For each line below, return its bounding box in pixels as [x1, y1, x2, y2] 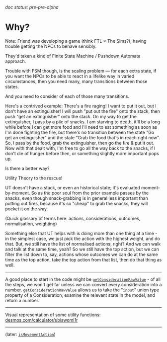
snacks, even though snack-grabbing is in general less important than [5, 195, 148, 201]
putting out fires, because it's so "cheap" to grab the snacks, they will [5, 200, 148, 206]
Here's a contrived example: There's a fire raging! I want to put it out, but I [5, 103, 157, 109]
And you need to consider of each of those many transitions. [5, 93, 129, 99]
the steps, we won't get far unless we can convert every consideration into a [5, 281, 162, 287]
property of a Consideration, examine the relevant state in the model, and [5, 292, 156, 298]
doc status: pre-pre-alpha [5, 4, 59, 10]
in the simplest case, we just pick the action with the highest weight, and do [5, 236, 160, 242]
